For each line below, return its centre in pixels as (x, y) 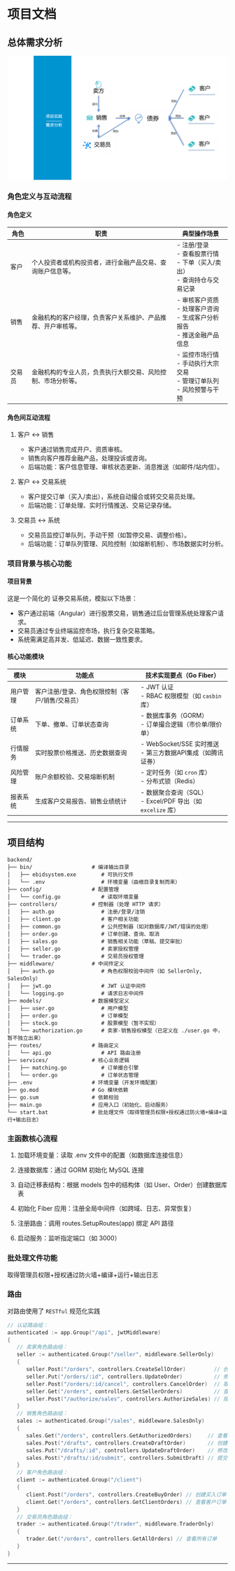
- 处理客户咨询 (198, 308)
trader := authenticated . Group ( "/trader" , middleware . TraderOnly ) (115, 1524)
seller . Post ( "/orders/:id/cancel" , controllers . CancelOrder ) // (123, 1384)
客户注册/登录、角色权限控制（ (79, 691)
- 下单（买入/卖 (199, 262)
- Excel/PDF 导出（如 (171, 801)
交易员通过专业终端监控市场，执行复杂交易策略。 (88, 631)
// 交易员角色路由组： (45, 1517)
